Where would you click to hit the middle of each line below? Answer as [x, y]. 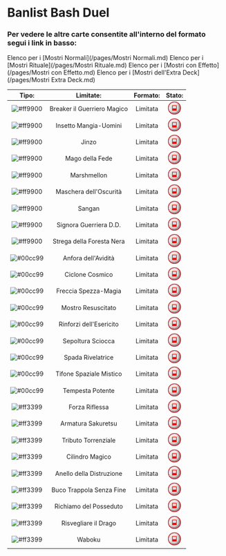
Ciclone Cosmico [89, 275]
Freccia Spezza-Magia [89, 291]
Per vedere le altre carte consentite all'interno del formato [106, 35]
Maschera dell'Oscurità [89, 192]
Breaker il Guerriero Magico [89, 109]
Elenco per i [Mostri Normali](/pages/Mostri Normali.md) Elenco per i [105, 58]
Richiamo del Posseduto [88, 506]
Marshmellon [89, 175]
